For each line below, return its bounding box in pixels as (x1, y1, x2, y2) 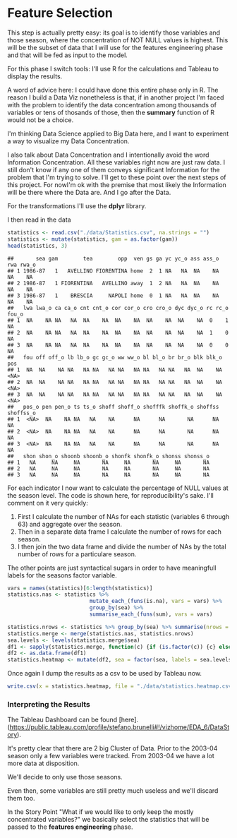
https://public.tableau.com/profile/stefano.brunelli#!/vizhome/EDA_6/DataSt (9, 723, 230, 731)
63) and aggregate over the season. (17, 520, 122, 528)
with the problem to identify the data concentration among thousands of (7, 100, 217, 109)
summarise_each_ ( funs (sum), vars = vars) (89, 611, 213, 618)
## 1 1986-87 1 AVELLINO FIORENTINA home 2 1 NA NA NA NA (7, 267, 219, 275)
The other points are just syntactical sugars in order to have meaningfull (7, 563, 217, 572)
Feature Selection (7, 5, 113, 21)
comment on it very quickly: (7, 498, 88, 507)
